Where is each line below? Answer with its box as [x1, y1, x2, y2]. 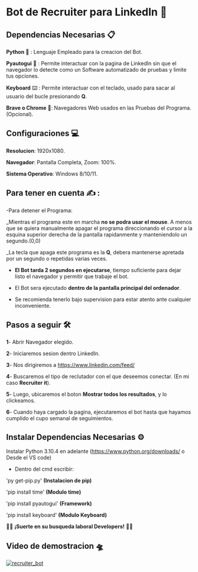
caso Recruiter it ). [6, 379, 51, 386]
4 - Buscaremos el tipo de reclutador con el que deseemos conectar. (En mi [6, 373, 190, 380]
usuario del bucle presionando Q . [6, 93, 87, 100]
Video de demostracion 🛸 [6, 541, 104, 551]
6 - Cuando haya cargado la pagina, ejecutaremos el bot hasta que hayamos [6, 408, 191, 416]
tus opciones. [6, 72, 40, 79]
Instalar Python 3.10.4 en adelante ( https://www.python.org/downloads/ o [6, 448, 185, 455]
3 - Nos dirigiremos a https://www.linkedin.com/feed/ [6, 362, 135, 369]
